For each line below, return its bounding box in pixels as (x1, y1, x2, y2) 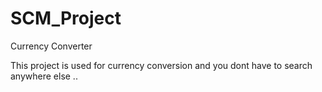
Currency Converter (10, 40, 93, 52)
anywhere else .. (10, 70, 78, 82)
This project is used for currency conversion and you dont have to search (10, 59, 313, 71)
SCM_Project (10, 7, 122, 30)
